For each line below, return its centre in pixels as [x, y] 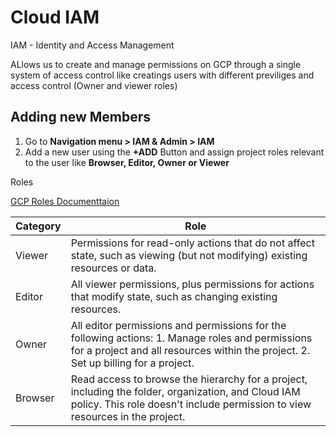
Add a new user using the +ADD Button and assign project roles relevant [174, 152]
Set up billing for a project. [132, 363]
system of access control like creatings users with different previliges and [162, 75]
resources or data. [113, 268]
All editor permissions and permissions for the [178, 325]
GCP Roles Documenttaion [65, 201]
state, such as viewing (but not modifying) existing [189, 255]
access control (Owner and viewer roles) [94, 85]
